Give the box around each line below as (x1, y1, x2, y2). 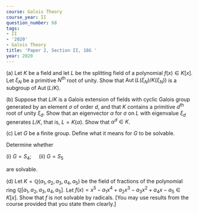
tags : (6, 25, 20, 32)
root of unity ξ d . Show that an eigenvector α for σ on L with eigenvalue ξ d (6, 109, 186, 118)
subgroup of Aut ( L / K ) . (6, 84, 61, 92)
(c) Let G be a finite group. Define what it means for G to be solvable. (6, 130, 175, 137)
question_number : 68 (6, 20, 58, 26)
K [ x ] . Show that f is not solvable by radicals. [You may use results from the (6, 194, 189, 201)
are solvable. (6, 165, 38, 173)
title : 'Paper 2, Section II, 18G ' (6, 48, 97, 54)
